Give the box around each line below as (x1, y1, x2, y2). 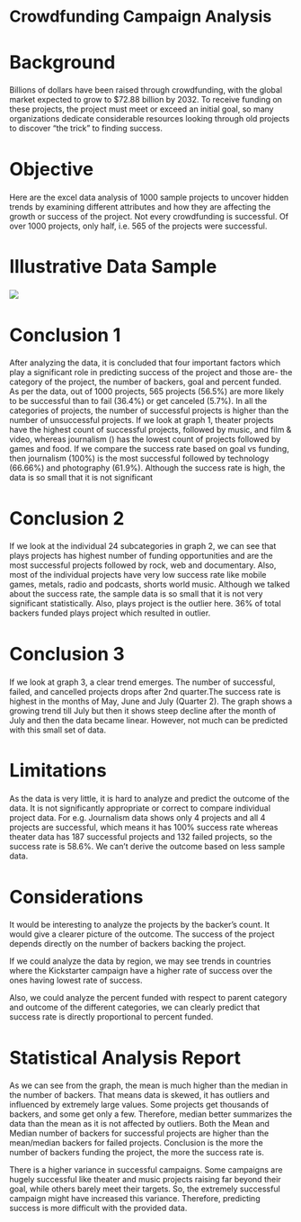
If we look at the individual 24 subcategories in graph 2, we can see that (9, 541, 277, 552)
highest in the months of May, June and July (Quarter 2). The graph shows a (9, 696, 293, 706)
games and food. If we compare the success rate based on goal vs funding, (9, 444, 289, 454)
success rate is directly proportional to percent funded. (9, 1011, 214, 1022)
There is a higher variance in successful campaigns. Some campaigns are (9, 1164, 283, 1175)
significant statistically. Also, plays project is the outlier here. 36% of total (9, 598, 281, 609)
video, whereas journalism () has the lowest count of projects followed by (9, 434, 281, 445)
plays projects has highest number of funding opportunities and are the (9, 551, 274, 562)
